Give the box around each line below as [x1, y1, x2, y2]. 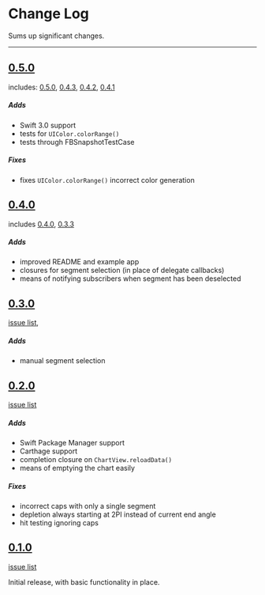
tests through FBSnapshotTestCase [19, 137, 135, 146]
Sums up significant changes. [8, 31, 105, 40]
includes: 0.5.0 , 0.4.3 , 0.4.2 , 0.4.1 [8, 82, 116, 92]
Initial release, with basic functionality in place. [8, 577, 160, 586]
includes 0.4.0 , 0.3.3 [8, 219, 75, 229]
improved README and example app [19, 257, 140, 267]
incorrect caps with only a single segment [19, 502, 156, 510]
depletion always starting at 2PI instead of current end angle [19, 510, 217, 519]
